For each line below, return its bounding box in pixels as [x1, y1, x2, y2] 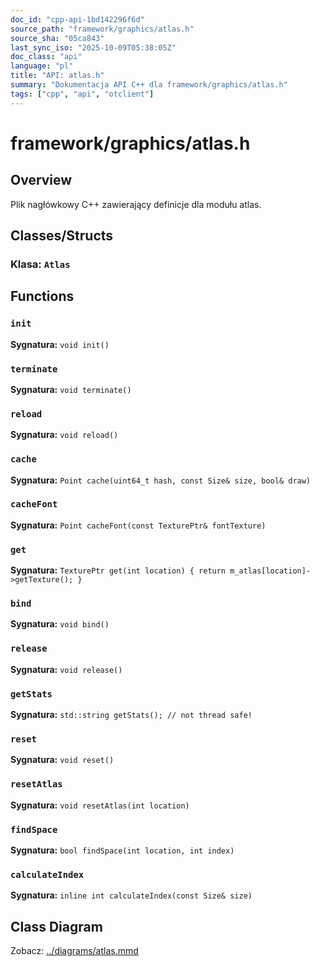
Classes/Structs [10, 227, 114, 245]
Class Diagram [10, 918, 103, 935]
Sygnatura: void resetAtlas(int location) [10, 799, 190, 811]
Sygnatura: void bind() [10, 618, 110, 630]
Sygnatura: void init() [10, 338, 110, 350]
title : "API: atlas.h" [10, 71, 105, 81]
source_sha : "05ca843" [10, 33, 105, 43]
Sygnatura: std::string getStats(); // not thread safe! [10, 709, 253, 720]
